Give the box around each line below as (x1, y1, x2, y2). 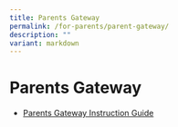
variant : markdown (9, 38, 79, 48)
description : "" (9, 30, 71, 39)
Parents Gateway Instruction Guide (22, 108, 154, 119)
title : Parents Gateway (9, 13, 100, 23)
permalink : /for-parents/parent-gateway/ (9, 22, 170, 31)
